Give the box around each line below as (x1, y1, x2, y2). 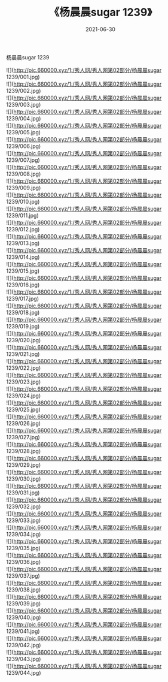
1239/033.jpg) (6, 517, 41, 524)
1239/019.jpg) (6, 322, 40, 330)
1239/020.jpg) (6, 336, 41, 343)
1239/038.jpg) (6, 586, 41, 593)
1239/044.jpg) (6, 669, 41, 676)
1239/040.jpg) (6, 614, 41, 621)
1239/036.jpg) (6, 558, 41, 565)
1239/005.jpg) (6, 128, 41, 135)
